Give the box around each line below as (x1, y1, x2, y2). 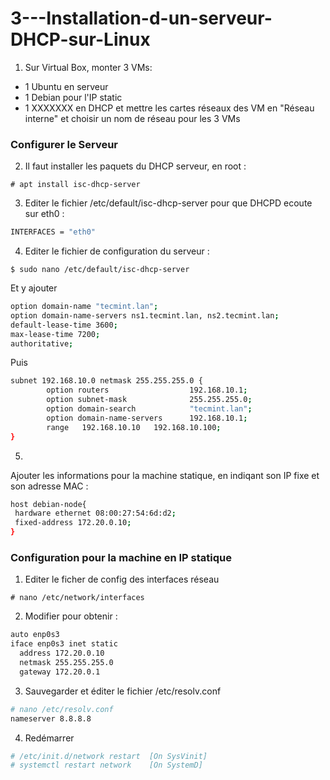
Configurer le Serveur (10, 137, 118, 151)
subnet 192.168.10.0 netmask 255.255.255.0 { (10, 376, 203, 386)
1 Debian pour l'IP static (24, 91, 123, 103)
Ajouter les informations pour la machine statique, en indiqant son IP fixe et (10, 469, 320, 481)
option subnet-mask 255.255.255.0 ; (46, 395, 253, 405)
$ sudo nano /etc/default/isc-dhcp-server (10, 265, 190, 275)
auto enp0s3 (10, 630, 60, 640)
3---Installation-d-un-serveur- (10, 7, 273, 30)
